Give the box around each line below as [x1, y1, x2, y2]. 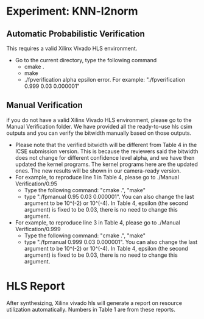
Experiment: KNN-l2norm [6, 4, 138, 18]
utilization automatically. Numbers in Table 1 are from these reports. [6, 306, 175, 313]
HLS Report [6, 279, 65, 293]
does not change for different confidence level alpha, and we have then [15, 154, 195, 161]
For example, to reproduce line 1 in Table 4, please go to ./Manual [15, 173, 180, 181]
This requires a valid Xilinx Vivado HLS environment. [6, 45, 138, 52]
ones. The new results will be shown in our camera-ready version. [15, 167, 181, 174]
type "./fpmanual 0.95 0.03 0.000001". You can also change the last [24, 193, 194, 200]
